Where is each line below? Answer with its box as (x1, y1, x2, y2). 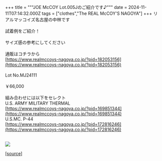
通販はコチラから (5, 51, 40, 57)
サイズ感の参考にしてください (5, 40, 66, 45)
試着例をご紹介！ (5, 28, 40, 34)
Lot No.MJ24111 (5, 72, 37, 78)
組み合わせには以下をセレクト (5, 95, 66, 100)
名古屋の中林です (35, 17, 70, 22)
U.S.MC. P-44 (5, 116, 34, 122)
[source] (5, 151, 23, 157)
